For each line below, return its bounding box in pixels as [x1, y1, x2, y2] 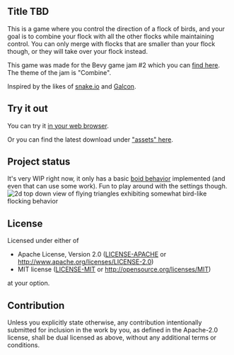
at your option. [7, 279, 50, 288]
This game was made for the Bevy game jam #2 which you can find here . [7, 60, 221, 69]
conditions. [7, 341, 40, 349]
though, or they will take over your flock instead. [7, 47, 148, 55]
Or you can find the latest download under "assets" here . [7, 135, 173, 144]
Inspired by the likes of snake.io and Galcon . [7, 81, 136, 91]
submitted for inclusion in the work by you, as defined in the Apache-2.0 [7, 326, 218, 334]
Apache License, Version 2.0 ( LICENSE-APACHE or [17, 250, 167, 259]
